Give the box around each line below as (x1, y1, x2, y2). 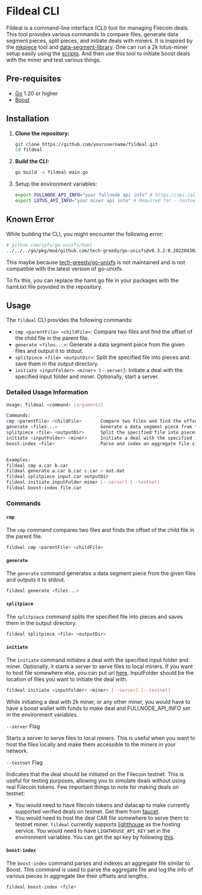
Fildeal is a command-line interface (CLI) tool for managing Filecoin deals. (6, 24, 189, 31)
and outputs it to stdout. (6, 576, 66, 583)
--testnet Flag (6, 759, 43, 767)
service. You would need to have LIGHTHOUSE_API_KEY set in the (14, 827, 171, 835)
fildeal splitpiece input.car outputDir (6, 473, 109, 480)
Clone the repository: (14, 130, 70, 137)
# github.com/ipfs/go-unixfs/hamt (6, 242, 93, 248)
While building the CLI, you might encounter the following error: (6, 230, 164, 238)
